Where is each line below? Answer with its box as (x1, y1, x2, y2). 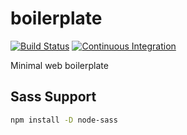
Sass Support (10, 88, 97, 106)
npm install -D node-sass (10, 115, 118, 125)
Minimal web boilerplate (10, 59, 109, 71)
